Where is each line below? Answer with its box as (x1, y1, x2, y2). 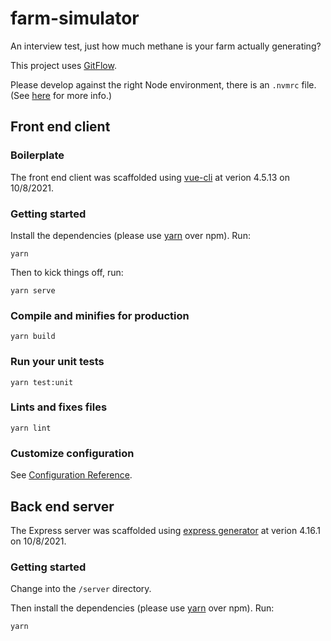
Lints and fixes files (10, 400, 108, 414)
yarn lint (10, 423, 52, 433)
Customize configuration (10, 446, 135, 460)
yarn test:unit (10, 377, 74, 387)
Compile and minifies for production (10, 308, 190, 322)
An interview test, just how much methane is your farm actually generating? (10, 40, 322, 52)
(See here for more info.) (10, 89, 113, 101)
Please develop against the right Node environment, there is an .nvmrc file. (10, 78, 317, 91)
